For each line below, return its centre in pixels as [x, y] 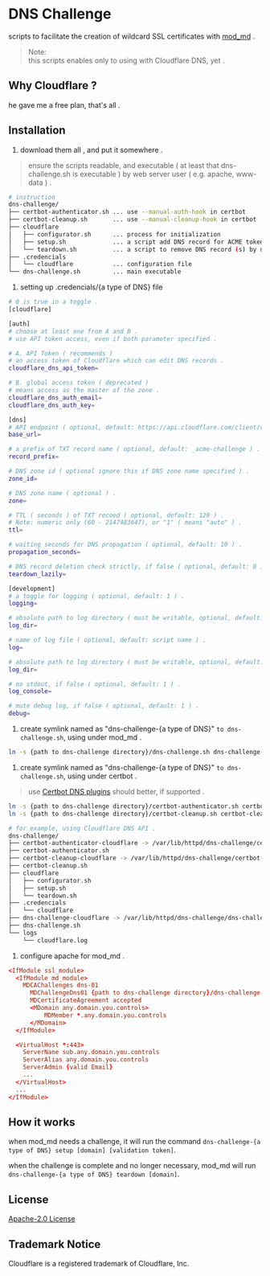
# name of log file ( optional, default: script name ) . [107, 640]
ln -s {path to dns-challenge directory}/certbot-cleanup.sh [113, 814]
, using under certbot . [100, 776]
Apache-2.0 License [42, 1219]
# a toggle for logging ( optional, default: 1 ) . [96, 596]
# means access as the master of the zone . [84, 391]
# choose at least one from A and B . [73, 331]
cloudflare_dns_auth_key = [51, 405]
